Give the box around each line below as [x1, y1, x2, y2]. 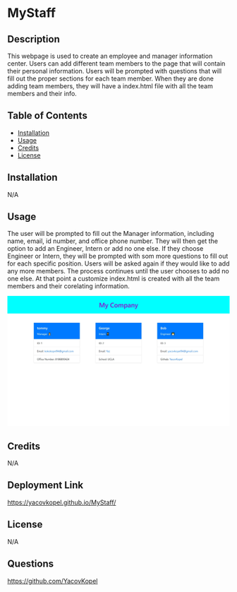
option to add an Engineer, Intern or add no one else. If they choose [7, 244, 204, 253]
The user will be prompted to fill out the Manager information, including [7, 230, 214, 238]
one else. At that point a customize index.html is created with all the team [7, 274, 220, 283]
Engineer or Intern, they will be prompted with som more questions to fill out [7, 252, 229, 261]
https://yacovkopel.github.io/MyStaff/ [7, 498, 116, 507]
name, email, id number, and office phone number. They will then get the [7, 237, 219, 245]
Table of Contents [7, 109, 88, 122]
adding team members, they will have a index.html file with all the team [7, 82, 213, 90]
